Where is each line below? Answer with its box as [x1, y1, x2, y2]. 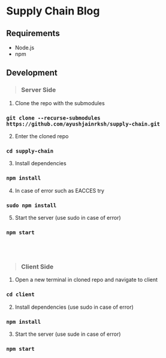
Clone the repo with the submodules [14, 99, 105, 106]
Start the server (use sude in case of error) [14, 330, 121, 338]
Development [6, 68, 58, 78]
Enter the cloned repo [14, 132, 69, 139]
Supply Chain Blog [6, 4, 100, 18]
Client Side [20, 262, 54, 271]
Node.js [14, 44, 35, 51]
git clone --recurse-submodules [6, 114, 101, 121]
